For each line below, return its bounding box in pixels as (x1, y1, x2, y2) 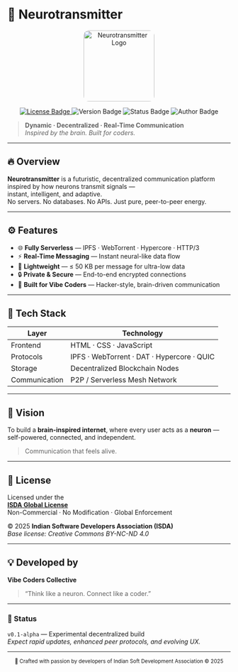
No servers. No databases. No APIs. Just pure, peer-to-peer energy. (7, 197, 207, 205)
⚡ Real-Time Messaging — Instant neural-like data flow (17, 251, 181, 260)
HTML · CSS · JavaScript (70, 340, 153, 350)
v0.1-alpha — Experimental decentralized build (7, 630, 145, 639)
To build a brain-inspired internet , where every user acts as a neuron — (7, 426, 220, 434)
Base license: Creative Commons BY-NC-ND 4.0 (7, 529, 149, 538)
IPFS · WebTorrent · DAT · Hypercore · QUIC (70, 352, 215, 362)
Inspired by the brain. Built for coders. (24, 128, 136, 137)
